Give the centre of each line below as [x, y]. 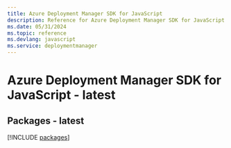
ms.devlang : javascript [42, 40]
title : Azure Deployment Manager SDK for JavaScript [85, 14]
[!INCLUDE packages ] [38, 137]
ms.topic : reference [37, 33]
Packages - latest [46, 121]
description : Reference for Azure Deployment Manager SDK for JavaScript [116, 20]
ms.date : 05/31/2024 [37, 26]
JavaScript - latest [61, 95]
